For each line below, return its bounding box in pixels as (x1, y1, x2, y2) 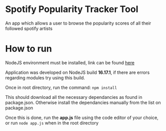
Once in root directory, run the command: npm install (5, 84, 117, 90)
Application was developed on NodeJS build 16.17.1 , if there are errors (5, 69, 150, 75)
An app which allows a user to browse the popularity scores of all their (5, 20, 151, 26)
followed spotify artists (5, 25, 53, 31)
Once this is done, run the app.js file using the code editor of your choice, (5, 114, 158, 120)
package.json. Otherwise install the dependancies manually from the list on (5, 99, 161, 105)
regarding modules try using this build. (5, 74, 86, 81)
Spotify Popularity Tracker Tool (5, 4, 138, 15)
